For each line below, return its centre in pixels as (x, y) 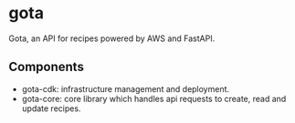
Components (46, 67)
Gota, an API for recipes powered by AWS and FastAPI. (112, 38)
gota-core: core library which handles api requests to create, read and (154, 98)
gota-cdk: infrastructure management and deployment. (126, 88)
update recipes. (51, 108)
